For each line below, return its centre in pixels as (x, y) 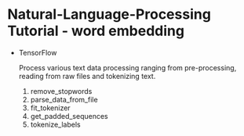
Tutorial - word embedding (96, 31)
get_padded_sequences (69, 116)
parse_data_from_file (64, 99)
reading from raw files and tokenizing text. (87, 76)
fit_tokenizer (51, 108)
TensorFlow (38, 52)
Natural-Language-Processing (109, 14)
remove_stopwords (61, 91)
